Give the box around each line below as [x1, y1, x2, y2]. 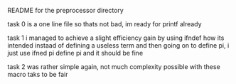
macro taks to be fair [7, 70, 68, 78]
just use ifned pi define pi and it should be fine [7, 49, 144, 57]
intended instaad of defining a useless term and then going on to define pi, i [7, 41, 230, 49]
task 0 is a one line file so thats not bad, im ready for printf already [7, 20, 202, 28]
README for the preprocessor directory [7, 6, 124, 14]
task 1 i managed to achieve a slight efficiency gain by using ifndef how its [7, 33, 225, 42]
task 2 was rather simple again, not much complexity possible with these [7, 63, 220, 70]
